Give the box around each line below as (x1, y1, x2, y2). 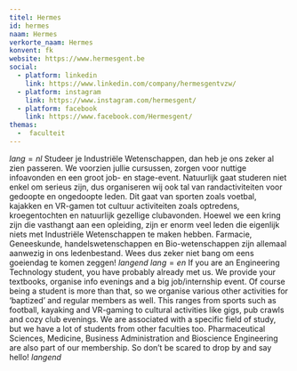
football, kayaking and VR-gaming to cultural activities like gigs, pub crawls (9, 304, 285, 315)
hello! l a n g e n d (9, 351, 62, 362)
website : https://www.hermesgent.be (9, 54, 145, 63)
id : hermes (9, 21, 50, 30)
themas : (9, 121, 38, 130)
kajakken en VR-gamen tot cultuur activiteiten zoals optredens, (9, 200, 240, 211)
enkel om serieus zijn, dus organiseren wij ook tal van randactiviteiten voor (9, 181, 283, 192)
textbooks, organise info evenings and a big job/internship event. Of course (9, 276, 286, 286)
